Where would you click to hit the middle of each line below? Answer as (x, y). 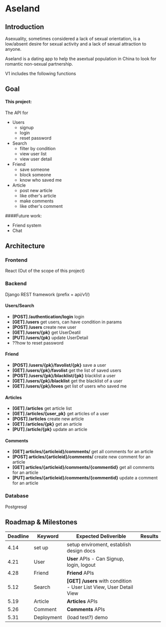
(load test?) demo (87, 617)
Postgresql (16, 507)
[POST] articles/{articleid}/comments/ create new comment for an (81, 457)
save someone (35, 169)
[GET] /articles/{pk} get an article (47, 424)
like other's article (38, 196)
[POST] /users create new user (44, 327)
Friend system (27, 225)
